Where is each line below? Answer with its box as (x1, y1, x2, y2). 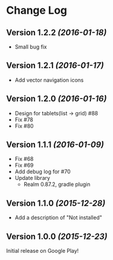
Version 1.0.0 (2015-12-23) (6, 231, 108, 241)
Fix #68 (14, 155, 34, 163)
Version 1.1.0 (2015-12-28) (6, 198, 106, 208)
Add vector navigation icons (14, 76, 84, 84)
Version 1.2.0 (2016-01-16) (6, 94, 107, 104)
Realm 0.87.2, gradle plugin (23, 181, 90, 188)
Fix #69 (14, 162, 34, 169)
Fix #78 (14, 116, 34, 123)
